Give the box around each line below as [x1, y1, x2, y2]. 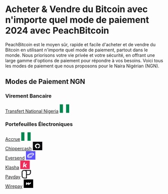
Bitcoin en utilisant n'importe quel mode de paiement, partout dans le [5, 47, 148, 53]
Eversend [5, 155, 25, 161]
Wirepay [5, 183, 23, 189]
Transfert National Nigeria [5, 108, 59, 114]
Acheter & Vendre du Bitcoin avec [5, 4, 148, 15]
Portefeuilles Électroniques [5, 121, 73, 128]
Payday [5, 173, 21, 179]
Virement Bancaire [5, 92, 52, 100]
